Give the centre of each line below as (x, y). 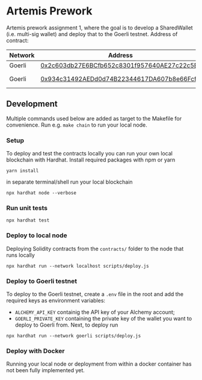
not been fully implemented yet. (46, 370)
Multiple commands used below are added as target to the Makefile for (94, 118)
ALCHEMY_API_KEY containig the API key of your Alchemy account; (95, 312)
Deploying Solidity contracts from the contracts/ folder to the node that (95, 249)
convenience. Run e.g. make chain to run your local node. (77, 125)
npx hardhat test (28, 220)
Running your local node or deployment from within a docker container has (99, 364)
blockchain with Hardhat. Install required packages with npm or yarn (91, 160)
